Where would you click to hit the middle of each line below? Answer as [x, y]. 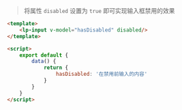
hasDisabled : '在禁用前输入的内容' [102, 74]
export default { [44, 55]
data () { [44, 61]
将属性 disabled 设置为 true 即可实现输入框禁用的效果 [99, 11]
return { [56, 68]
